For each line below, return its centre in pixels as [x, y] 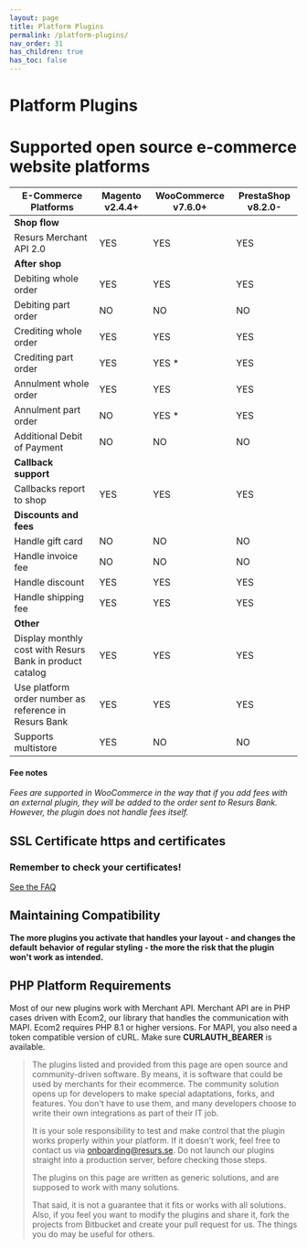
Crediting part [44, 357]
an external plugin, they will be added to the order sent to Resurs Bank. [143, 803]
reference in [40, 711]
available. [27, 1046]
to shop [31, 501]
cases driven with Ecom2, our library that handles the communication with [149, 1017]
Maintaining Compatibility [85, 916]
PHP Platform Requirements [90, 986]
